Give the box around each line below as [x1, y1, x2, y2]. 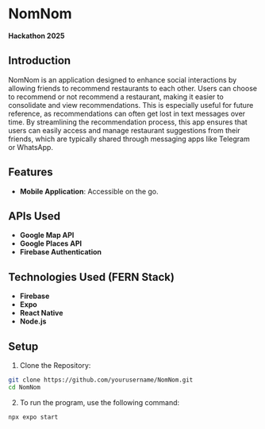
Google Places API [19, 239, 82, 248]
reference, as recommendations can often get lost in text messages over [8, 109, 246, 118]
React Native [19, 308, 63, 318]
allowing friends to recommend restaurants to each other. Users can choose [8, 83, 258, 93]
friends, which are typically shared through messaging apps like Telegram [8, 134, 250, 144]
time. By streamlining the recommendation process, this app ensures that [8, 117, 248, 127]
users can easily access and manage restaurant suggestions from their [8, 125, 240, 135]
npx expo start [8, 413, 59, 421]
